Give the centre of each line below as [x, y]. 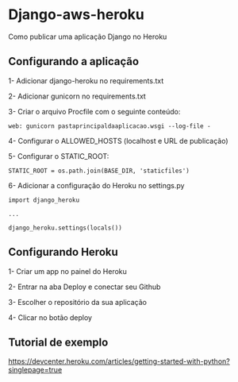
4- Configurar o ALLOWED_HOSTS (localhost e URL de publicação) [118, 141]
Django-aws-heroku [76, 15]
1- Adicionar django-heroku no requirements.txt [86, 80]
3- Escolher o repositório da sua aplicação [77, 302]
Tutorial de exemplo [58, 342]
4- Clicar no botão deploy [50, 317]
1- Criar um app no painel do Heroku [67, 271]
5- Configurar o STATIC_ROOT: [59, 156]
